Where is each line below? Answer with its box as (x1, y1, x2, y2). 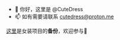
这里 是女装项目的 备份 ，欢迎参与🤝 (6, 28, 87, 34)
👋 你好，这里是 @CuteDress (14, 6, 83, 12)
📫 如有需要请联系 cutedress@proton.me (14, 13, 114, 20)
